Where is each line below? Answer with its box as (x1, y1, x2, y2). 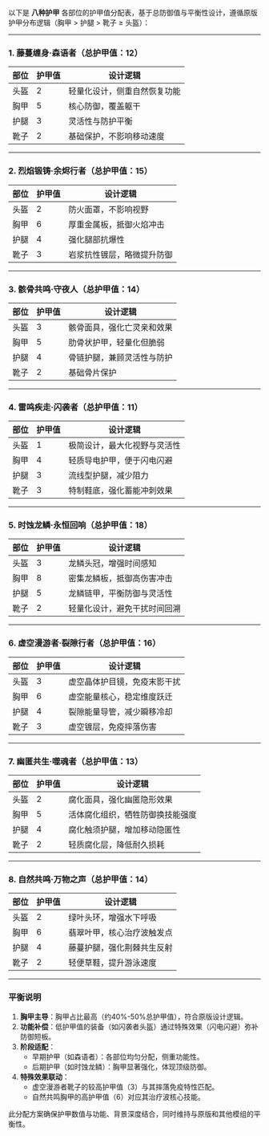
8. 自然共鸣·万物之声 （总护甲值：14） (8, 874, 154, 885)
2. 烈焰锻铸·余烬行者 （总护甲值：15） (8, 165, 153, 177)
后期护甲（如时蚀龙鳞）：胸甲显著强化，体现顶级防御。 (31, 1061, 211, 1071)
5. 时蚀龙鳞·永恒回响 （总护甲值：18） (8, 519, 153, 531)
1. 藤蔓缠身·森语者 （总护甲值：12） (8, 47, 143, 59)
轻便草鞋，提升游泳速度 (68, 957, 158, 968)
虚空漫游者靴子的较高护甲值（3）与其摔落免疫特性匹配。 (31, 1081, 219, 1091)
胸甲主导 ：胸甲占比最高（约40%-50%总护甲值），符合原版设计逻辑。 (19, 1012, 248, 1021)
